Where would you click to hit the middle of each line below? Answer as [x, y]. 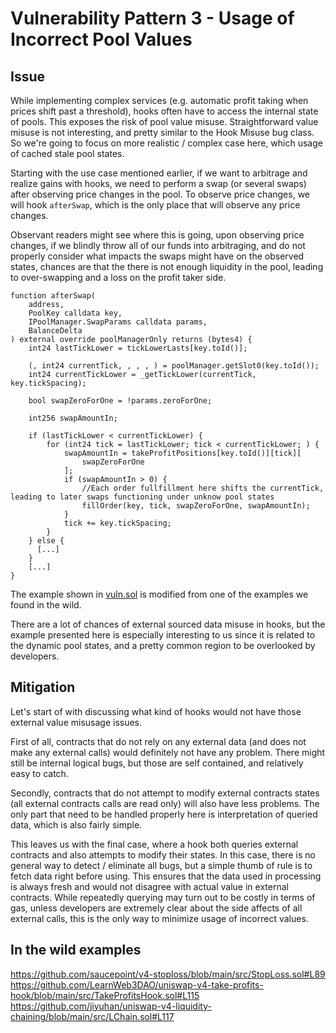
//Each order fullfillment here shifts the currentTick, [203, 488]
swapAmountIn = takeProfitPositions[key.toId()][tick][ [182, 453]
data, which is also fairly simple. [76, 824]
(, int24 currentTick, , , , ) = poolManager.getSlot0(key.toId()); [174, 366]
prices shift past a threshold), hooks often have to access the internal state [164, 111]
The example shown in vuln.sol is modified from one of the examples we [159, 594]
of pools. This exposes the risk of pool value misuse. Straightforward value [164, 121]
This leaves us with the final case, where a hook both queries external [154, 844]
